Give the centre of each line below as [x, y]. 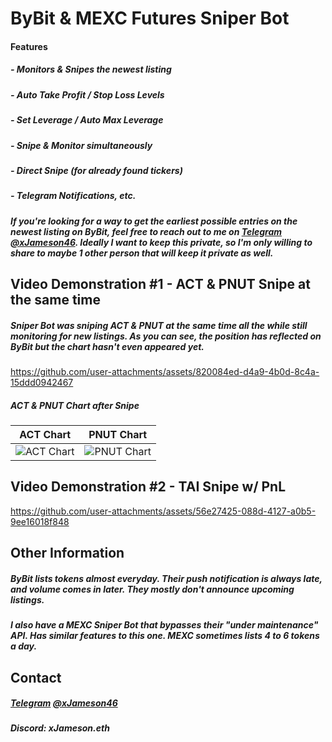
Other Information [67, 553]
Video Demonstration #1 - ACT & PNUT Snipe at [160, 284]
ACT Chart [45, 434]
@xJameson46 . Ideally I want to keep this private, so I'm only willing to [161, 242]
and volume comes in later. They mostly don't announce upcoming [152, 589]
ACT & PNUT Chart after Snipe [75, 405]
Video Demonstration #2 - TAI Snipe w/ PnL [148, 487]
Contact [36, 677]
